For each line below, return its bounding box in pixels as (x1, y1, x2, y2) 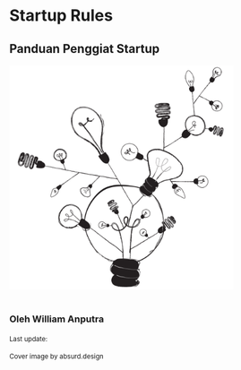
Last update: (9, 335, 47, 344)
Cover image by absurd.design (9, 352, 104, 361)
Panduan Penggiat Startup (9, 41, 159, 56)
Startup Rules (9, 5, 114, 26)
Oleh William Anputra (9, 313, 105, 325)
